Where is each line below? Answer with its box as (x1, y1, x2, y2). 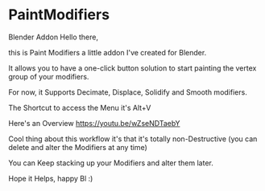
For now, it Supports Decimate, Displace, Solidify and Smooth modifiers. (8, 87, 247, 97)
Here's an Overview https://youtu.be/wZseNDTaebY (8, 118, 180, 128)
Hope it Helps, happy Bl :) (8, 173, 93, 183)
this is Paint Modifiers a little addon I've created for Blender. (8, 47, 207, 57)
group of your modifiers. (8, 71, 89, 81)
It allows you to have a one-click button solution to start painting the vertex (8, 63, 257, 73)
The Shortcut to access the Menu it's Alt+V (8, 103, 151, 112)
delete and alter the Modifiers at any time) (8, 142, 147, 152)
